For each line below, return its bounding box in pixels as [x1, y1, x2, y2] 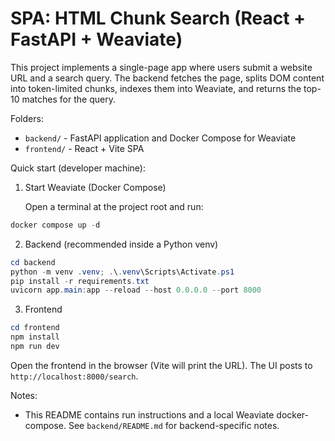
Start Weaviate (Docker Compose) [24, 181, 167, 193]
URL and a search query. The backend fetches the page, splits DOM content [10, 72, 325, 84]
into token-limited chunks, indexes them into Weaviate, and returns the [10, 82, 302, 94]
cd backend [10, 257, 56, 267]
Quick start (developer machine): [10, 162, 147, 174]
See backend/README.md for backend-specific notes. [68, 419, 280, 431]
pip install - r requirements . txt [10, 276, 150, 286]
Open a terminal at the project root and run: [24, 200, 204, 212]
